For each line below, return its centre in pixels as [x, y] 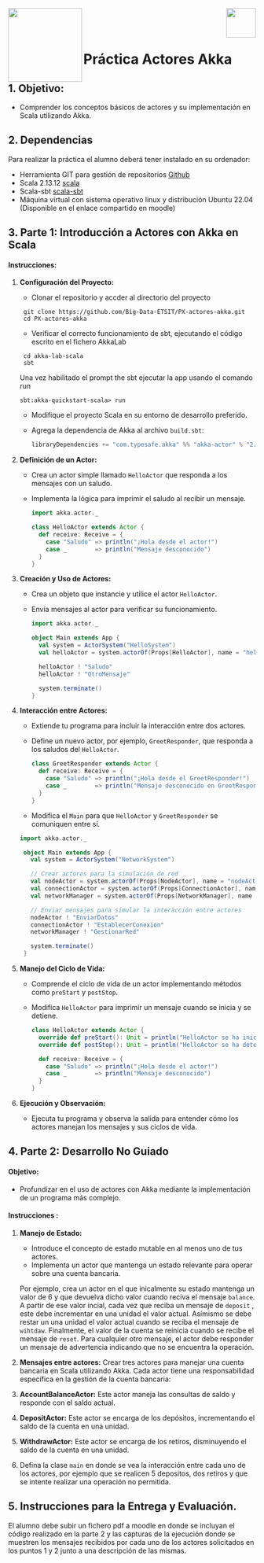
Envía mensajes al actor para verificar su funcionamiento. [124, 610]
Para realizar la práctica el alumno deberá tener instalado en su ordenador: [129, 159]
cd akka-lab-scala [53, 356]
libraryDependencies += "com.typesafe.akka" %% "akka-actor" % [137, 445]
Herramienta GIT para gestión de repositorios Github [104, 174]
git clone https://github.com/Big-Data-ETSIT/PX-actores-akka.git [134, 312]
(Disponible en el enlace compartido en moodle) [97, 208]
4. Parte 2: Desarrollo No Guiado [88, 1152]
